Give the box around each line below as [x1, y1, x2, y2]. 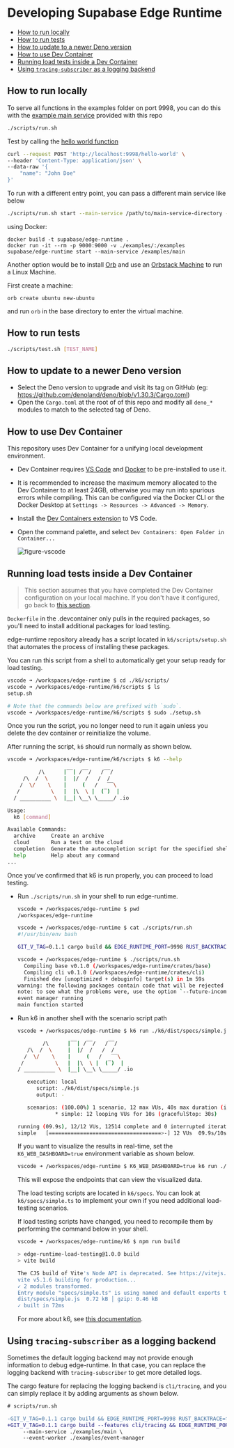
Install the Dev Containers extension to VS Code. [17, 514, 157, 523]
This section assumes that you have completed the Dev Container [24, 586, 214, 594]
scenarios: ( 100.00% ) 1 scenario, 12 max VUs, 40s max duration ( [26, 1104, 224, 1111]
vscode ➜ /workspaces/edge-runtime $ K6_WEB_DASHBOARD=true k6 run [17, 1163, 217, 1170]
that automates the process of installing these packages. [7, 643, 170, 651]
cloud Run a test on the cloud [13, 839, 123, 846]
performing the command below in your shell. [17, 1224, 148, 1233]
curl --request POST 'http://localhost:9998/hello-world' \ [7, 150, 186, 157]
